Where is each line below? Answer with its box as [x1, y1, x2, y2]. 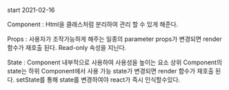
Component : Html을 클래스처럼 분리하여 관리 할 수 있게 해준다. [7, 20, 179, 28]
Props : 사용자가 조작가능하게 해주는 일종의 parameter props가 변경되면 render [7, 35, 222, 43]
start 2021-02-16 [7, 6, 55, 14]
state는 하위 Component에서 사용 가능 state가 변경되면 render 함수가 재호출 [7, 67, 214, 75]
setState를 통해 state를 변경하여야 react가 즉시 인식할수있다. [16, 75, 181, 84]
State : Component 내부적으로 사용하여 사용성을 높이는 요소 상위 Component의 [7, 58, 223, 66]
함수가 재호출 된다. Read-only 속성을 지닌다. [7, 44, 127, 51]
